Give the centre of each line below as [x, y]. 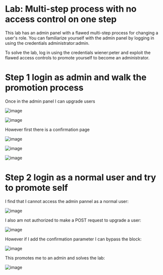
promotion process [44, 88]
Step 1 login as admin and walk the [76, 78]
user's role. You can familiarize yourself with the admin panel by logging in [80, 38]
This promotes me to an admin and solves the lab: [55, 258]
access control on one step [61, 19]
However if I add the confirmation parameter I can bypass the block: [73, 239]
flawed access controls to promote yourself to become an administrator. [77, 57]
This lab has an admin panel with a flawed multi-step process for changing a [82, 33]
